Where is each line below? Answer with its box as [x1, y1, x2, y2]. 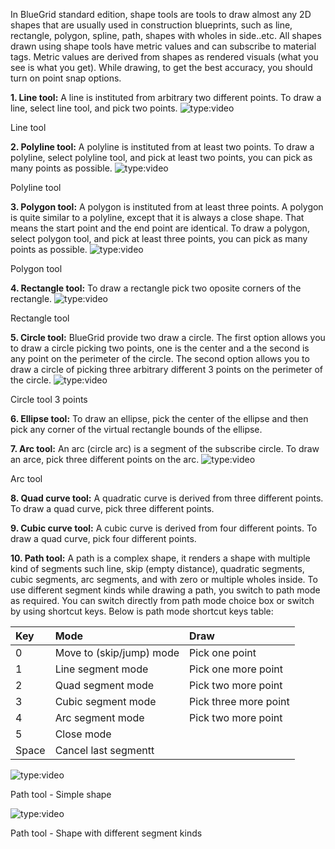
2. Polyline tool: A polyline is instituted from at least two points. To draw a [10, 141, 315, 153]
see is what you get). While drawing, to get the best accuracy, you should [10, 62, 313, 73]
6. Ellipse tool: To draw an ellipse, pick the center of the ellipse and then [10, 413, 309, 424]
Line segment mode [54, 662, 149, 676]
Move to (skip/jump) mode [54, 646, 180, 659]
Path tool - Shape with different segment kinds [10, 827, 203, 839]
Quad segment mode [54, 679, 155, 692]
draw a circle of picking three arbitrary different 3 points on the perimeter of [10, 364, 324, 375]
